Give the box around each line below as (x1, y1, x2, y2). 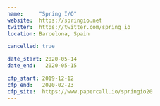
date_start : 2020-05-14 (7, 56, 78, 63)
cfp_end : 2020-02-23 (7, 81, 74, 88)
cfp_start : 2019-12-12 (7, 75, 74, 82)
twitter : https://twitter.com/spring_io (7, 23, 131, 30)
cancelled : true (7, 43, 55, 50)
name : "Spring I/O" (7, 10, 78, 18)
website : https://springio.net (7, 17, 102, 24)
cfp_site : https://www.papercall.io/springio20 (7, 88, 153, 95)
